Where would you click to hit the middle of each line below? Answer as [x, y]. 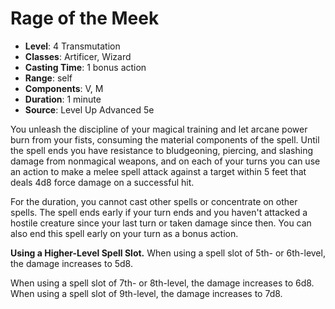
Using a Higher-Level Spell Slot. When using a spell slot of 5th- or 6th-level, [168, 253]
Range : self [48, 78]
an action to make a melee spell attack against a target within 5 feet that [158, 171]
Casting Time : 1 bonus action [85, 67]
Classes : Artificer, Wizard [78, 56]
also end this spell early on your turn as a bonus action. [124, 233]
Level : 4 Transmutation [72, 46]
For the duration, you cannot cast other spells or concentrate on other [154, 201]
